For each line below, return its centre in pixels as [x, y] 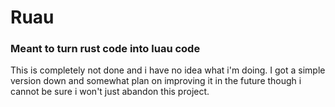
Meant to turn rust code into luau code [105, 49]
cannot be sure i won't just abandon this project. [110, 92]
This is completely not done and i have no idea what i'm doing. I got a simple [168, 70]
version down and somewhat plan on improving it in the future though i [156, 81]
